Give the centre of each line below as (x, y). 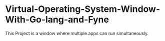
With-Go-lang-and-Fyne (57, 20)
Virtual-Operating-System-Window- (83, 9)
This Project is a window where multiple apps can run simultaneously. (77, 33)
